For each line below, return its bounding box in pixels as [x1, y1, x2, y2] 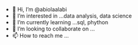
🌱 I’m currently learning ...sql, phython [12, 19, 109, 26]
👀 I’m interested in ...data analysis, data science [12, 12, 133, 19]
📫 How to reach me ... [12, 32, 69, 39]
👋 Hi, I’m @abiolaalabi [12, 6, 67, 13]
